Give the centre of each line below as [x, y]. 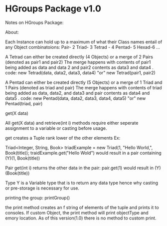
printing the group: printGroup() [38, 198]
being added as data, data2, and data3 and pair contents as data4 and [78, 93]
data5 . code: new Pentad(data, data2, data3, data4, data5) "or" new [76, 98]
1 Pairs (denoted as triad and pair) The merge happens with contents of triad [83, 87]
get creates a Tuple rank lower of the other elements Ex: [63, 138]
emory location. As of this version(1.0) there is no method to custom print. [81, 218]
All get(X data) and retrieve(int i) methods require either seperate [72, 123]
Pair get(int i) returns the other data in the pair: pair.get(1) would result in [79, 168]
